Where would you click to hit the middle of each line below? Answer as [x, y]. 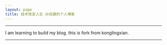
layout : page [19, 10]
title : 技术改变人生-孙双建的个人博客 [40, 14]
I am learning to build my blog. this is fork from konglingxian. [67, 33]
